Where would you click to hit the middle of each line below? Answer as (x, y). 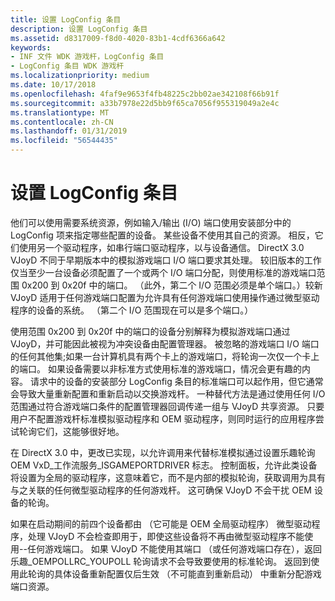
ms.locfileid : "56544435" (64, 141)
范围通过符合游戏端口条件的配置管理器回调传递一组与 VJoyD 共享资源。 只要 (167, 406)
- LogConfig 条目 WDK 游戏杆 (67, 66)
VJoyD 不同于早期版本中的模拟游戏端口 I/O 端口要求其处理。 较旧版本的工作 (166, 260)
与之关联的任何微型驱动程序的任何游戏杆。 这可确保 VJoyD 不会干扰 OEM (161, 490)
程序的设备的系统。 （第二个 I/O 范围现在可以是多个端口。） (132, 310)
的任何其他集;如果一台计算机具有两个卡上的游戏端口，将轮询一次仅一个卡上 (165, 356)
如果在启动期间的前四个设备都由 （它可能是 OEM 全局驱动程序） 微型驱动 (161, 523)
